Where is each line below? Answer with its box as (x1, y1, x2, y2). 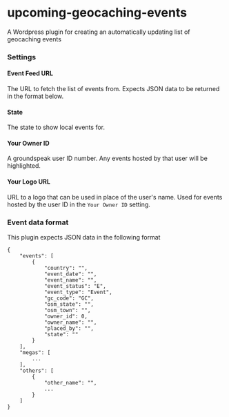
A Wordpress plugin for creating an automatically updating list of (7, 28, 191, 36)
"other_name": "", (43, 379, 97, 386)
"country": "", (43, 264, 88, 271)
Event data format (7, 217, 69, 227)
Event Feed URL (7, 69, 54, 77)
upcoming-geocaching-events (7, 5, 188, 21)
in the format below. (7, 92, 64, 101)
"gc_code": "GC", (43, 295, 94, 302)
